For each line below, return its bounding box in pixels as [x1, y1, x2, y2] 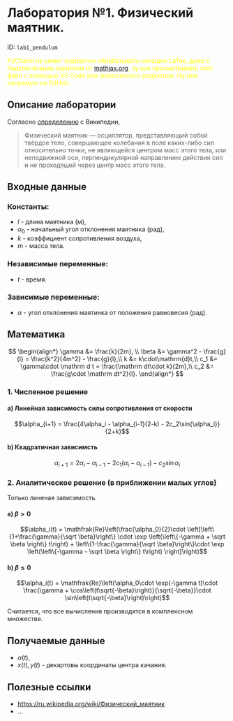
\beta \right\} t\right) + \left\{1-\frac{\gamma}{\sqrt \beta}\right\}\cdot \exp [10, 540, 225, 548]
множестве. [7, 615, 43, 623]
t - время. [17, 275, 47, 284]
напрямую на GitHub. [7, 78, 71, 87]
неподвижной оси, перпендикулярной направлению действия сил [24, 153, 223, 161]
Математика [7, 328, 66, 340]
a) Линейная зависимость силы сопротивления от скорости [7, 404, 193, 413]
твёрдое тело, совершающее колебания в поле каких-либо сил [24, 138, 215, 147]
